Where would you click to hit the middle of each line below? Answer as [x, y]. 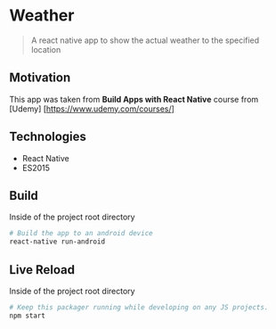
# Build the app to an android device [81, 234]
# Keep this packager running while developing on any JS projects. [139, 307]
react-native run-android [57, 242]
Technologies [48, 137]
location [46, 49]
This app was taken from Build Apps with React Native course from [134, 99]
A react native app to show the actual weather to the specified [145, 40]
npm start [28, 316]
